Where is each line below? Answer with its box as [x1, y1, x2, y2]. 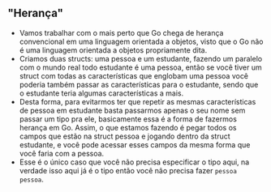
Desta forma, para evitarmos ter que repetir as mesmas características [19, 96, 256, 106]
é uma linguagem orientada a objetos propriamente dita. [19, 45, 208, 55]
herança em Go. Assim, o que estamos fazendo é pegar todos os [19, 122, 237, 132]
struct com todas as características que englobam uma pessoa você [19, 70, 249, 80]
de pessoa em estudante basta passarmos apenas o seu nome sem [19, 105, 246, 115]
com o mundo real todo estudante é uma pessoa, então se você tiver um [19, 62, 263, 72]
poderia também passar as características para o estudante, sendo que [19, 79, 259, 89]
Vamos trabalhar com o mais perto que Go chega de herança [19, 28, 224, 37]
